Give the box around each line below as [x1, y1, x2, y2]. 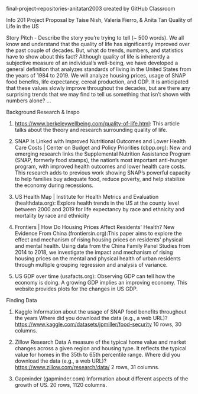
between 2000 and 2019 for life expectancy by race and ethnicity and [14, 206, 185, 212]
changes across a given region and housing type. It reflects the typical [14, 345, 187, 351]
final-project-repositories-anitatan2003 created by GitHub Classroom [6, 5, 176, 12]
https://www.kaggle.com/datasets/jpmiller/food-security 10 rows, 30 [14, 321, 182, 328]
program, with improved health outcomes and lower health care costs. [14, 163, 186, 170]
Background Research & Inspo [6, 109, 80, 115]
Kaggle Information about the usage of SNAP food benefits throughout [14, 308, 187, 315]
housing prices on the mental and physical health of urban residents [14, 255, 181, 262]
